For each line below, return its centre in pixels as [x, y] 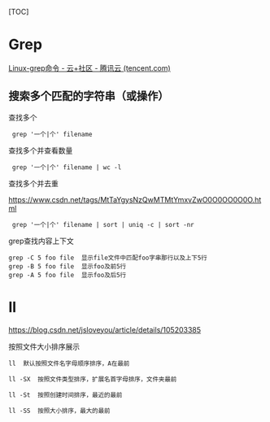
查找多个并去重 [33, 183]
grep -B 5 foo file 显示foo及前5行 [67, 266]
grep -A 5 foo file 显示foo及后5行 [67, 275]
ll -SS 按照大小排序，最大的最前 [59, 411]
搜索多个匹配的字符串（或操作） [89, 96]
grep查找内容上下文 [41, 241]
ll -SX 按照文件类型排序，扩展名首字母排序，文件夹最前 [93, 379]
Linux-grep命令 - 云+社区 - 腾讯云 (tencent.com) [89, 67]
